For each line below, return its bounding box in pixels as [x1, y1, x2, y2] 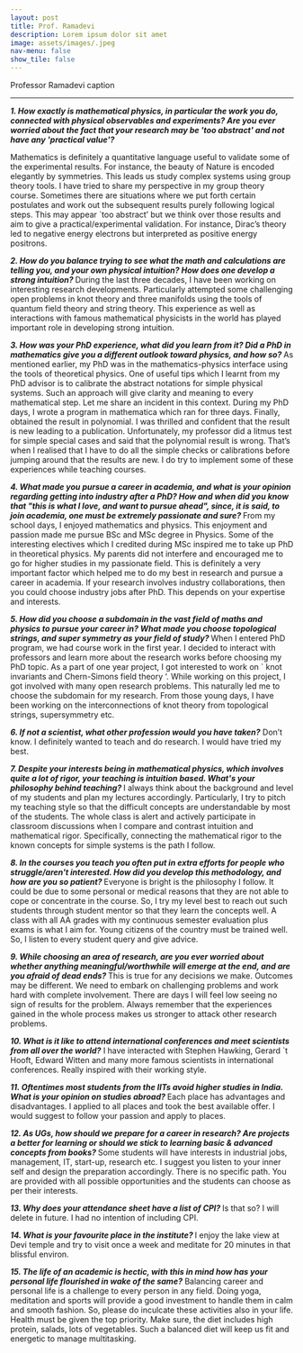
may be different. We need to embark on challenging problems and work [10, 980, 279, 990]
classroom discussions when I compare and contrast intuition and [10, 821, 254, 831]
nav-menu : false [10, 47, 71, 56]
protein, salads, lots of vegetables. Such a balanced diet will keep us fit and [10, 1324, 290, 1334]
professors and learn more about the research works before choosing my [10, 652, 282, 663]
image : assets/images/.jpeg [10, 38, 116, 48]
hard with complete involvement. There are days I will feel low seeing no [10, 989, 278, 1000]
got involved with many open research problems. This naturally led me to [10, 681, 281, 691]
